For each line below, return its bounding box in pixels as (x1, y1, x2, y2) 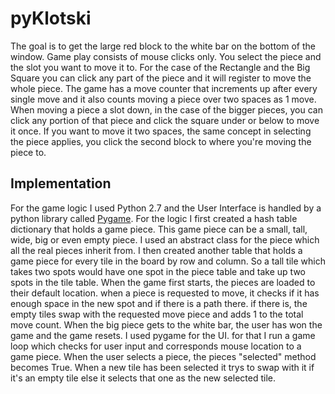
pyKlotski (10, 7, 92, 30)
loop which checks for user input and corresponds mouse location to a (10, 340, 302, 352)
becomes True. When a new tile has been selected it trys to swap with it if (10, 361, 315, 373)
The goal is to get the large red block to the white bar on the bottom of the (10, 40, 316, 52)
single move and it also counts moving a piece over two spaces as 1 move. (10, 93, 317, 105)
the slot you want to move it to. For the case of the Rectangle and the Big (10, 61, 311, 73)
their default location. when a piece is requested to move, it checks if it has (10, 287, 320, 299)
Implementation (10, 175, 112, 192)
